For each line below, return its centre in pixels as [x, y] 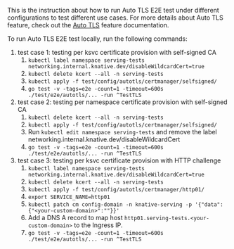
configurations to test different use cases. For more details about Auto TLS [115, 18]
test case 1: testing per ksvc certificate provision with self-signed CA [117, 52]
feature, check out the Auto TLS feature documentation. [88, 25]
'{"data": [209, 205]
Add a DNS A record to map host [75, 218]
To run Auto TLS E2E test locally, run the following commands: [97, 39]
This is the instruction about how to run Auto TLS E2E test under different [113, 10]
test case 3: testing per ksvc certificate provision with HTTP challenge [119, 160]
